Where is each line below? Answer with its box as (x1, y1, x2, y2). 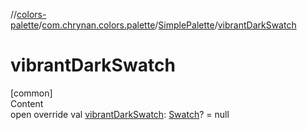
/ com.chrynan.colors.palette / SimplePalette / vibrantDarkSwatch (38, 19, 297, 31)
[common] (10, 87, 53, 99)
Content (10, 97, 44, 109)
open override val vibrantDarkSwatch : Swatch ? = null (10, 108, 230, 120)
